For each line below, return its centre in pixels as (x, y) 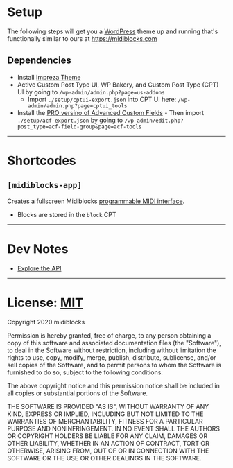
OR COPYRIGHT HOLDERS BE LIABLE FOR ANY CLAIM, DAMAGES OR (107, 436)
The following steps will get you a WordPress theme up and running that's (113, 31)
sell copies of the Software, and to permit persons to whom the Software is (114, 365)
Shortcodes (42, 161)
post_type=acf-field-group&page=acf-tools (79, 127)
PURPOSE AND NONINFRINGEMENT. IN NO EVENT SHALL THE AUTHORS (114, 428)
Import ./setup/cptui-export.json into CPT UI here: (102, 99)
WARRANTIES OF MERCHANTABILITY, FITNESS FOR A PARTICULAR (105, 421)
